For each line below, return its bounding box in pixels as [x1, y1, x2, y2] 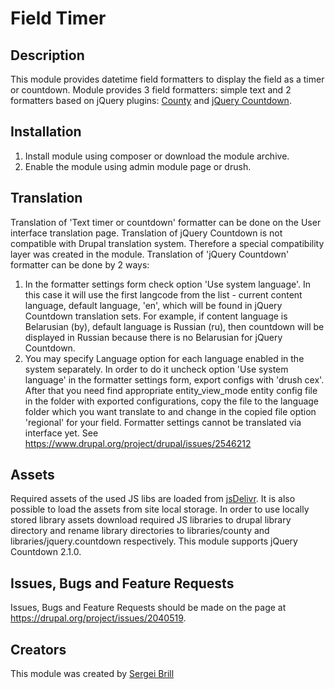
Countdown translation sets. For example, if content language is [24, 310, 288, 322]
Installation [10, 123, 82, 141]
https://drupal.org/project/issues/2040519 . [10, 612, 187, 624]
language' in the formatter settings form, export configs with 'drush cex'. [24, 373, 325, 386]
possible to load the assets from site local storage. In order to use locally [10, 503, 310, 516]
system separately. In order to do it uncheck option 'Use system [24, 363, 289, 375]
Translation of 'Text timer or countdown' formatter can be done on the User [10, 216, 322, 228]
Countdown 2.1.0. [10, 546, 82, 558]
